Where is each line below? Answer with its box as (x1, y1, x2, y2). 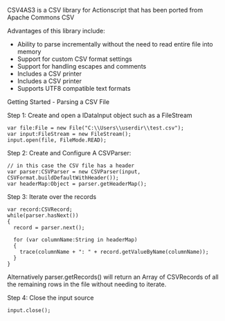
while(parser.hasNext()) (7, 212, 79, 219)
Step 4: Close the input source (7, 294, 94, 302)
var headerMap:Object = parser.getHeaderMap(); (7, 180, 147, 187)
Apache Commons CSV (7, 13, 75, 21)
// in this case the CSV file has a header (7, 162, 135, 169)
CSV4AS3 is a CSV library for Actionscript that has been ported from (7, 6, 203, 14)
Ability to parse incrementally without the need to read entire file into (17, 40, 213, 48)
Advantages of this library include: (7, 27, 105, 35)
